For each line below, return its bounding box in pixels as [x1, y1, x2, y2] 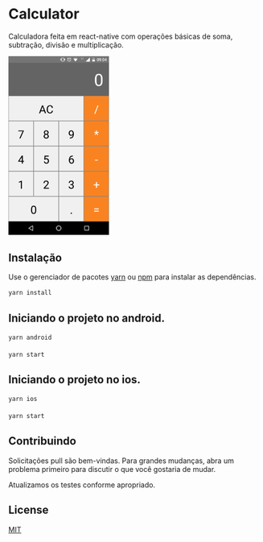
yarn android [8, 333, 52, 341]
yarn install [8, 289, 52, 297]
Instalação [8, 250, 63, 264]
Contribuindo [8, 434, 76, 448]
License [8, 503, 49, 517]
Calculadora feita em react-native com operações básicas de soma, [8, 31, 233, 41]
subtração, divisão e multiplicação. [8, 39, 125, 49]
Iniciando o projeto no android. [8, 311, 165, 325]
